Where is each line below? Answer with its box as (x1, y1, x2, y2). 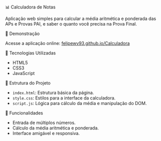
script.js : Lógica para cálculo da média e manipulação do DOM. (12, 100, 147, 106)
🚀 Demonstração (5, 30, 40, 36)
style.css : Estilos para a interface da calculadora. (12, 95, 116, 101)
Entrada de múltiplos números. (12, 119, 76, 125)
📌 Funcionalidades (5, 110, 43, 116)
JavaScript (12, 70, 35, 76)
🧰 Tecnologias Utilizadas (5, 50, 56, 56)
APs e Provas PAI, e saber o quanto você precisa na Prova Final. (5, 21, 137, 26)
